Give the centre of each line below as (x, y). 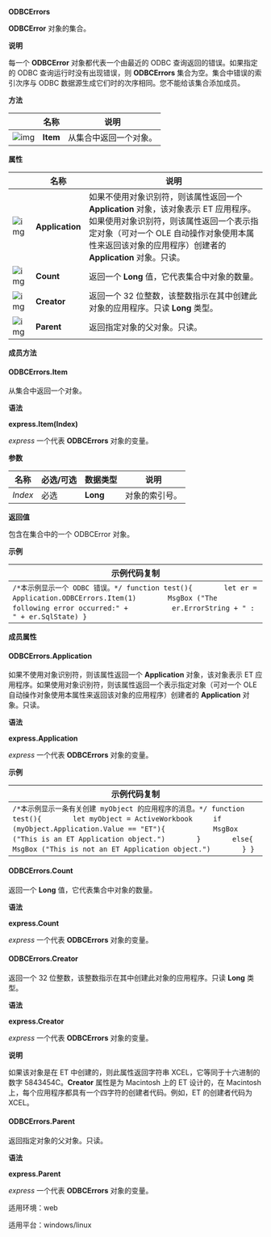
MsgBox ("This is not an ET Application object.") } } (133, 849)
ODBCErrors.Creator (43, 959)
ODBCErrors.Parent (42, 1121)
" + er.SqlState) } (50, 617)
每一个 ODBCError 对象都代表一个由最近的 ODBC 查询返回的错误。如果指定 (133, 63)
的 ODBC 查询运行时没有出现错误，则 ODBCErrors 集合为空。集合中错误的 (132, 73)
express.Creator (36, 1021)
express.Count (33, 923)
